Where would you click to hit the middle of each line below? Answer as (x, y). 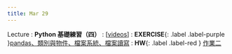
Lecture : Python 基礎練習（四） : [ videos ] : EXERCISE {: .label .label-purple (116, 34)
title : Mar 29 (28, 13)
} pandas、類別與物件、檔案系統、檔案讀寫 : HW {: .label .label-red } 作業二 (115, 43)
